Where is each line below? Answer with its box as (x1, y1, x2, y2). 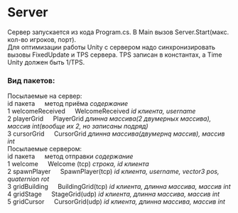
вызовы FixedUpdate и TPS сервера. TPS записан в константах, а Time (7, 50, 222, 59)
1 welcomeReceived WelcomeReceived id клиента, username (7, 107, 196, 116)
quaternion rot (7, 175, 50, 183)
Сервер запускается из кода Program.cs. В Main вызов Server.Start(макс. (7, 28, 229, 36)
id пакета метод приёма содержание (7, 99, 129, 108)
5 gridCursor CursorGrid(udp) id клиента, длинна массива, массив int (7, 197, 226, 206)
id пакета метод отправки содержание (7, 152, 134, 160)
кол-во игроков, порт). (7, 35, 77, 43)
